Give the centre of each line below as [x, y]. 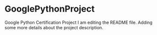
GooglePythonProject [50, 9]
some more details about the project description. [54, 27]
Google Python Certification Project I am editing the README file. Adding [79, 22]
